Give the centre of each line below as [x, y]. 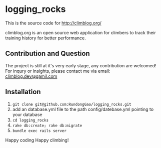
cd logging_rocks [30, 120]
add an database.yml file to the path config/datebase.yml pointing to [83, 109]
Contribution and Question [47, 54]
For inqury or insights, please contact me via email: [58, 71]
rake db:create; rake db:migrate [47, 126]
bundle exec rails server [39, 131]
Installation [23, 92]
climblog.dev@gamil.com [31, 76]
